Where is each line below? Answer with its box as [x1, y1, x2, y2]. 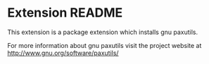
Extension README [7, 5, 123, 21]
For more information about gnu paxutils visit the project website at [7, 41, 202, 49]
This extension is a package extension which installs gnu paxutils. [7, 28, 198, 36]
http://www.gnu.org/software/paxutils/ [7, 49, 119, 57]
